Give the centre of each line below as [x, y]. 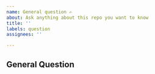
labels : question [28, 29]
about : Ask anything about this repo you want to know [77, 18]
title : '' [19, 23]
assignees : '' [24, 35]
